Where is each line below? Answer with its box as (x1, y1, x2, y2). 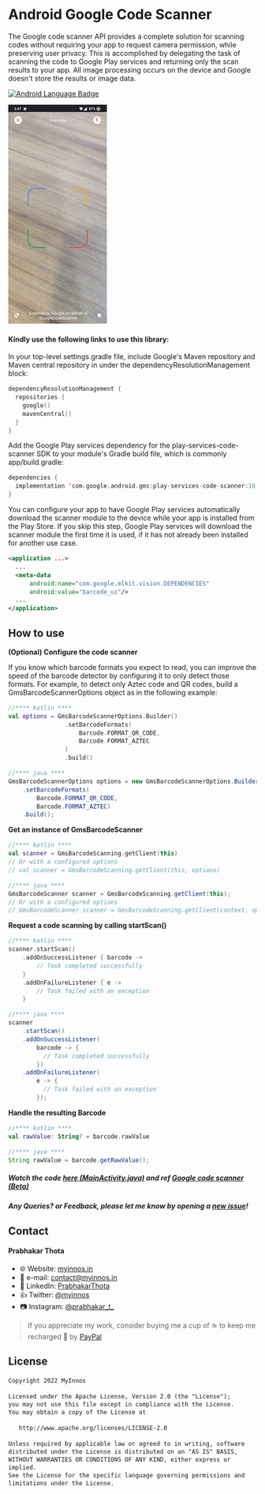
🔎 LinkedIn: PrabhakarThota (19, 1281, 110, 1291)
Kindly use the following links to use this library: (8, 334, 170, 344)
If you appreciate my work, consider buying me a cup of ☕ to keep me (27, 1320, 256, 1331)
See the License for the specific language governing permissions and (8, 1471, 245, 1479)
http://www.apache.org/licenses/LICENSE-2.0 (18, 1424, 168, 1432)
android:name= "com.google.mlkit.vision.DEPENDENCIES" (28, 579, 211, 587)
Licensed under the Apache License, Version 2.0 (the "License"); (8, 1392, 231, 1400)
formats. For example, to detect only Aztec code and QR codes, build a (8, 679, 238, 688)
